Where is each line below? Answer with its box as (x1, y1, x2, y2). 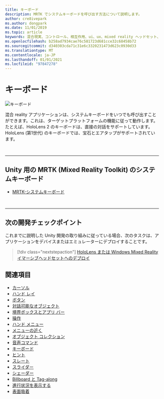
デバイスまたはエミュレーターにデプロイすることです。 (39, 238, 150, 244)
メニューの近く (12, 327, 42, 333)
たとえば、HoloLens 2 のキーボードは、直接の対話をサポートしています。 (5, 124, 153, 130)
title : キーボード (5, 7, 39, 12)
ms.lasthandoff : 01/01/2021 (5, 57, 62, 62)
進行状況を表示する (12, 382, 51, 388)
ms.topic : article (5, 30, 42, 35)
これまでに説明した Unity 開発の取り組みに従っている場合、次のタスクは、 (5, 232, 155, 238)
